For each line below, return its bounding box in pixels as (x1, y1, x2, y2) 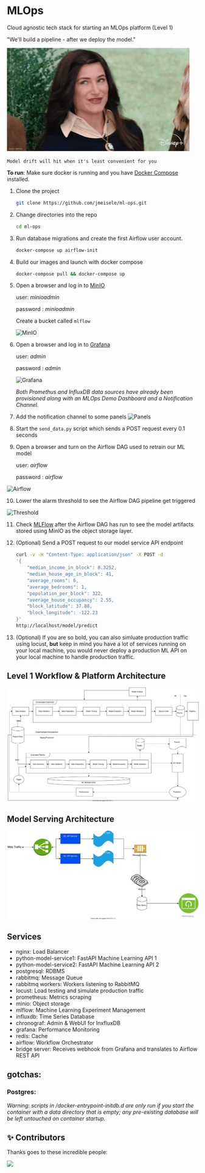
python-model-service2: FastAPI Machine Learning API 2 (15, 960, 159, 968)
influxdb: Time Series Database (15, 1012, 95, 1020)
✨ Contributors (7, 1132, 66, 1142)
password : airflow (15, 473, 63, 481)
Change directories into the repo (15, 211, 97, 218)
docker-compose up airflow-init (15, 247, 98, 254)
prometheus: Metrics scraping (15, 993, 92, 1001)
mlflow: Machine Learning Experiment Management (15, 1006, 145, 1014)
